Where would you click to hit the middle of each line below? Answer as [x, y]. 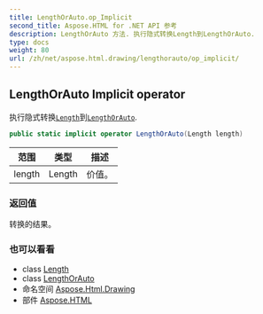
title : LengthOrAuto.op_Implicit [71, 17]
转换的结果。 [32, 224]
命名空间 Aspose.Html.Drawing [78, 289]
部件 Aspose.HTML [57, 300]
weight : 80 [29, 51]
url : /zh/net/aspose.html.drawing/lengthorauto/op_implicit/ [124, 59]
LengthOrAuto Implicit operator [97, 94]
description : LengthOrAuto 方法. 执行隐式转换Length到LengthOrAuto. [132, 34]
